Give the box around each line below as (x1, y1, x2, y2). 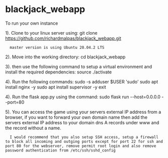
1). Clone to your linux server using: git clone (5, 30, 98, 36)
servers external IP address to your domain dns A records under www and (5, 119, 159, 125)
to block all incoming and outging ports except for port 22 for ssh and (5, 139, 163, 144)
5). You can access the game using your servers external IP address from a (5, 109, 161, 115)
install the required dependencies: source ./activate (5, 69, 112, 75)
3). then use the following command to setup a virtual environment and (5, 63, 152, 69)
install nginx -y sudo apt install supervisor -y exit (5, 84, 107, 90)
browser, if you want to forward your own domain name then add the (5, 114, 147, 120)
